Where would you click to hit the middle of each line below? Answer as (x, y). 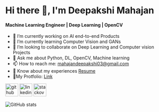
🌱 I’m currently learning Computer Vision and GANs (67, 42)
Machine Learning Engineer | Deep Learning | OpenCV (64, 25)
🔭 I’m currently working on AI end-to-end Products (66, 36)
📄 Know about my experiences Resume (54, 71)
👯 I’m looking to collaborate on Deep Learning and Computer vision (83, 47)
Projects (21, 53)
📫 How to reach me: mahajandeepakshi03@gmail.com (71, 64)
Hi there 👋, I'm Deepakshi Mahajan (80, 10)
